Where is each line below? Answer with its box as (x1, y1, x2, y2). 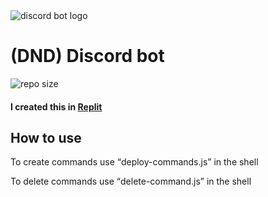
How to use (10, 129, 82, 146)
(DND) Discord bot (10, 45, 165, 68)
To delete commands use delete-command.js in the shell (10, 175, 252, 188)
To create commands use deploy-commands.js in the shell (10, 156, 259, 168)
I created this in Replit (10, 100, 103, 113)
